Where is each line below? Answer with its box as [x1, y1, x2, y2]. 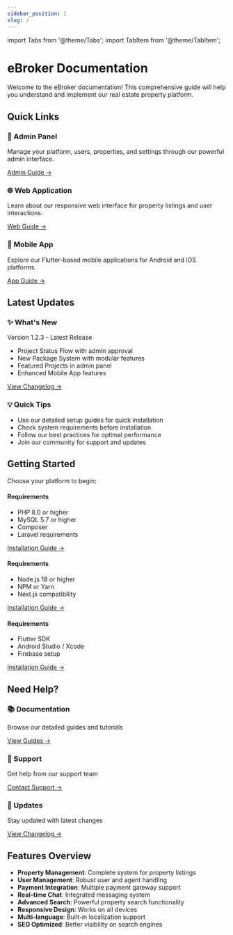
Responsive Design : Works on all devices [17, 906, 138, 914]
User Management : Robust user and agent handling [17, 876, 168, 884]
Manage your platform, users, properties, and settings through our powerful [7, 148, 225, 156]
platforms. [7, 262, 37, 272]
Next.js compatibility [17, 590, 77, 598]
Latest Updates [7, 297, 75, 308]
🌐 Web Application [7, 186, 72, 196]
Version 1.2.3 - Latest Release [7, 333, 93, 342]
